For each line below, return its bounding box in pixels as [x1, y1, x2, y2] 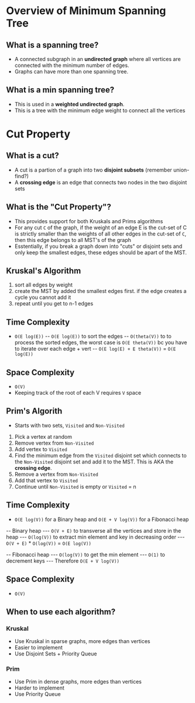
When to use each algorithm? [6, 607, 116, 617]
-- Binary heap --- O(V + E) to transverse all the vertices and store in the [6, 527, 182, 534]
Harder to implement [14, 684, 64, 691]
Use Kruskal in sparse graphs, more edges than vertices [14, 638, 150, 645]
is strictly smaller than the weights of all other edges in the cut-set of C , [14, 230, 186, 237]
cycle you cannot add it [14, 294, 71, 301]
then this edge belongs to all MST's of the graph [14, 236, 132, 243]
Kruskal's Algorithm [6, 266, 81, 276]
